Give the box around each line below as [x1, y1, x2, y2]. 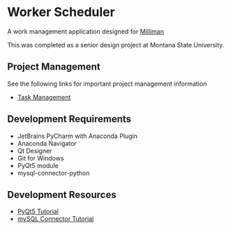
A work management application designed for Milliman [7, 27, 164, 36]
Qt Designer [17, 146, 52, 155]
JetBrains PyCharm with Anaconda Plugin [17, 132, 138, 140]
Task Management [17, 93, 71, 101]
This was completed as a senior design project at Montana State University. [7, 40, 225, 49]
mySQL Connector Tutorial [17, 215, 94, 223]
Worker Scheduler [7, 4, 115, 20]
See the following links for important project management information [7, 79, 207, 88]
